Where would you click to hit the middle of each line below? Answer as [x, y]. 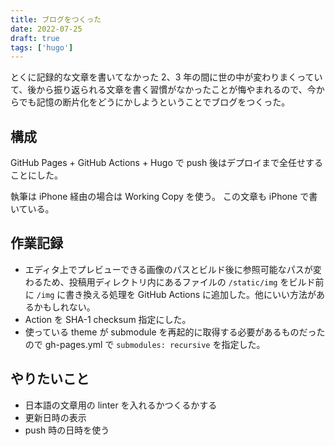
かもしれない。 [64, 307]
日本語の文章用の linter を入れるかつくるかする [121, 405]
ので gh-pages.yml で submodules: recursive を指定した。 [145, 344]
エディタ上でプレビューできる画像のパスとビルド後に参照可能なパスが [168, 269]
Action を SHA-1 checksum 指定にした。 [108, 319]
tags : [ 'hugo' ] [42, 47]
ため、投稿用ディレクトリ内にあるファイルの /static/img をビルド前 [183, 282]
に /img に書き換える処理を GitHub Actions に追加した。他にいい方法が [170, 294]
